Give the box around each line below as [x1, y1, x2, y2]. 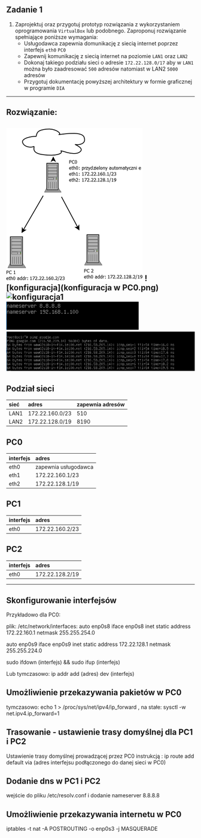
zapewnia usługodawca [35, 463, 94, 470]
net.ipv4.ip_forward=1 [6, 709, 60, 717]
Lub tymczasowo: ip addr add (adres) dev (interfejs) [6, 670, 135, 677]
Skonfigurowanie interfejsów [6, 595, 117, 605]
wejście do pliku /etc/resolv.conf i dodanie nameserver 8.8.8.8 [6, 792, 160, 799]
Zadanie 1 [6, 5, 43, 15]
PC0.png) [122, 283, 159, 293]
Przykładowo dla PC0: [6, 611, 61, 618]
